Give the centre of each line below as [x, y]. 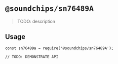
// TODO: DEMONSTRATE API [32, 57]
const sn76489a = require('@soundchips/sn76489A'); [59, 48]
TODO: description [36, 21]
